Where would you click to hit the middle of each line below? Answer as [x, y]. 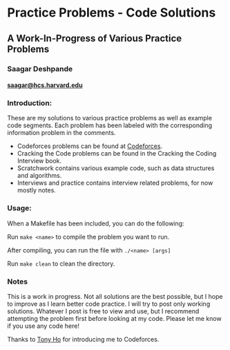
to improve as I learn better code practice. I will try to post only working [109, 304]
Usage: [20, 208]
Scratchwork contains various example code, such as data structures [116, 168]
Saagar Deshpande [40, 68]
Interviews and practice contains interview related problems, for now [115, 183]
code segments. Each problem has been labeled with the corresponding [110, 125]
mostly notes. [37, 190]
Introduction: [30, 103]
